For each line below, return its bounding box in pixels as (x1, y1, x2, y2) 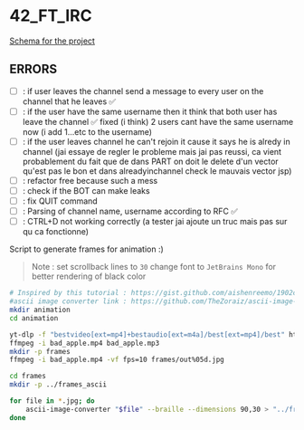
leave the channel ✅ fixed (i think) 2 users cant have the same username (22, 116, 294, 127)
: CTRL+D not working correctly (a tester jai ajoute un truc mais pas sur (22, 216, 288, 227)
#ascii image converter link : (9, 297, 128, 306)
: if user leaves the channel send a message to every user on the (22, 85, 264, 96)
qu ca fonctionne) (22, 226, 89, 237)
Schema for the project (9, 35, 95, 46)
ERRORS (9, 62, 58, 77)
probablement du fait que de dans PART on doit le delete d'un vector (22, 156, 279, 167)
